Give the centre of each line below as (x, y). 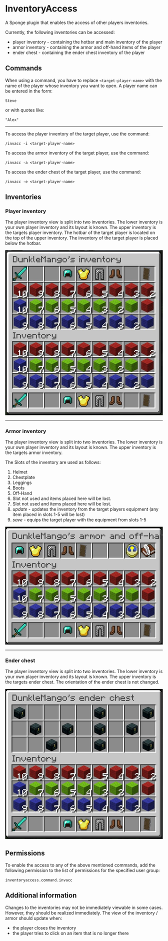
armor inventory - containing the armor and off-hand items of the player (86, 47)
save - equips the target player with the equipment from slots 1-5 (79, 520)
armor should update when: (34, 918)
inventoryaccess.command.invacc (39, 880)
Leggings (22, 482)
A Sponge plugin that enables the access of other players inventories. (77, 22)
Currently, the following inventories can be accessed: (60, 32)
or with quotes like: (25, 110)
